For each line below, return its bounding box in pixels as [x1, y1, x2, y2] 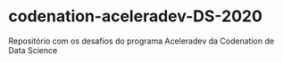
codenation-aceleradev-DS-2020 [8, 6, 262, 27]
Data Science [8, 44, 58, 55]
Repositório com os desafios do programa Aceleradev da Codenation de [8, 35, 274, 46]
